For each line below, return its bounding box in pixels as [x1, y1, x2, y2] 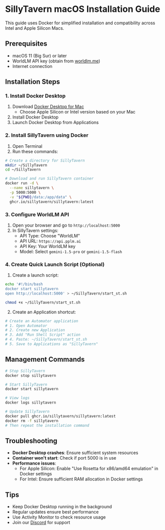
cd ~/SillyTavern [5, 167, 41, 172]
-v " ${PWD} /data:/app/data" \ [9, 194, 72, 199]
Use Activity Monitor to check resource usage [12, 514, 106, 520]
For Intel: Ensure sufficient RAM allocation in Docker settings [19, 476, 143, 482]
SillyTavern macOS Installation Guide [5, 3, 161, 15]
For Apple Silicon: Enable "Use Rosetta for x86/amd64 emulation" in [19, 466, 159, 471]
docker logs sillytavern [5, 400, 56, 405]
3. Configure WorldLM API [5, 211, 69, 218]
